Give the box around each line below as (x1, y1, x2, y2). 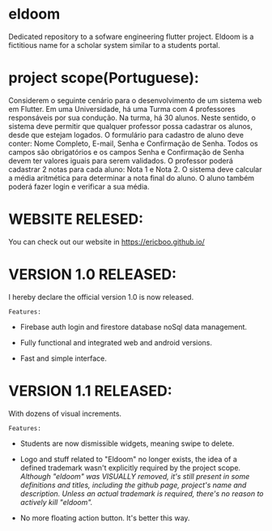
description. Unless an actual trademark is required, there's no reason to (19, 488, 265, 499)
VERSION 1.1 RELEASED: (8, 382, 172, 400)
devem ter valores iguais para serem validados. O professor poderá (8, 156, 233, 165)
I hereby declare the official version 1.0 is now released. (8, 292, 194, 302)
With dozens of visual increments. (8, 409, 122, 418)
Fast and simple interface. (19, 353, 108, 363)
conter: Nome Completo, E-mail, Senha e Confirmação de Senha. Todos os (8, 139, 258, 148)
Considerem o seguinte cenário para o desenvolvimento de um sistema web (8, 95, 262, 105)
